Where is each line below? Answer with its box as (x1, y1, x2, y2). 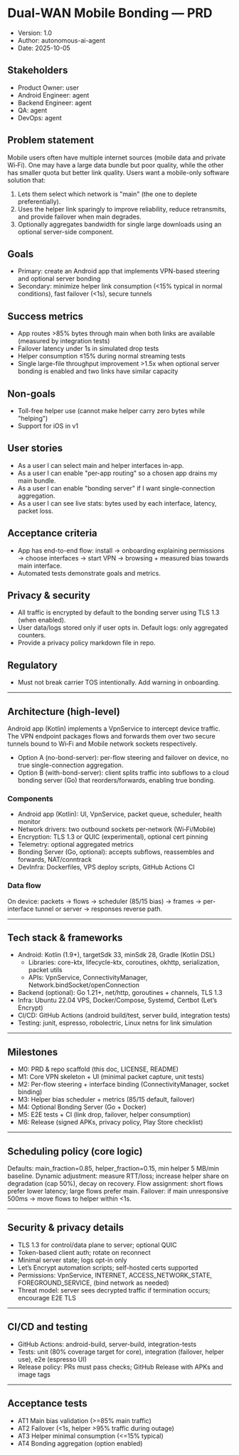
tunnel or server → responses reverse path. (35, 904, 163, 913)
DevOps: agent (17, 113, 62, 122)
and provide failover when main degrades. (17, 212, 142, 221)
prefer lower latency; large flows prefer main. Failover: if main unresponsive (7, 1187, 229, 1196)
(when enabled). (17, 616, 66, 625)
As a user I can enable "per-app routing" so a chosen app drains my (17, 469, 218, 477)
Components (7, 793, 53, 803)
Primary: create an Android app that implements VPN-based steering (17, 267, 221, 276)
